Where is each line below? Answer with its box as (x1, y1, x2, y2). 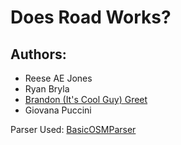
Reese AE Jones (24, 72, 93, 84)
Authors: (10, 46, 67, 63)
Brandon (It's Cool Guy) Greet (24, 94, 148, 105)
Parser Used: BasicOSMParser (10, 124, 137, 135)
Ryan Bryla (24, 83, 70, 95)
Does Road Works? (10, 6, 172, 29)
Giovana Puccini (24, 104, 92, 116)
